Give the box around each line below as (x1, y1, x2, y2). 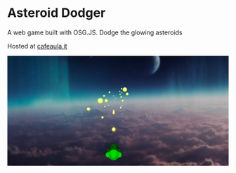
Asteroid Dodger (7, 5, 106, 21)
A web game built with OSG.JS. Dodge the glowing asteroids (7, 28, 183, 37)
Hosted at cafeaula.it (7, 41, 68, 50)
